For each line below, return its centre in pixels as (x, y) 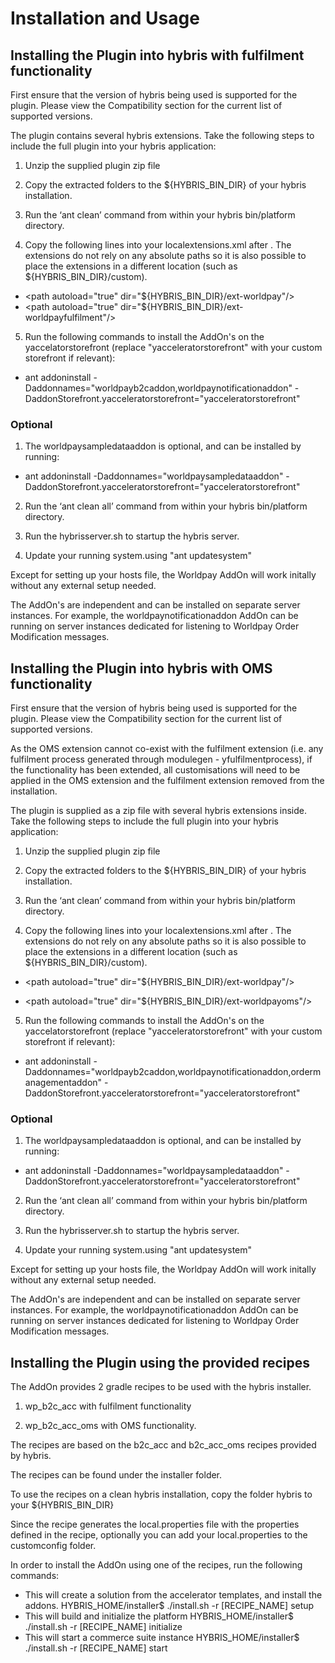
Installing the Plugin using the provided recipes (160, 1362)
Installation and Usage (105, 18)
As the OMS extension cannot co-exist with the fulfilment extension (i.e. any (167, 749)
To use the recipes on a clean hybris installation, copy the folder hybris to (161, 1494)
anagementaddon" (63, 1083)
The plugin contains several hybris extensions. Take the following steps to (162, 135)
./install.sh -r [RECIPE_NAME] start (96, 1648)
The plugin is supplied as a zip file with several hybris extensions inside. (158, 811)
